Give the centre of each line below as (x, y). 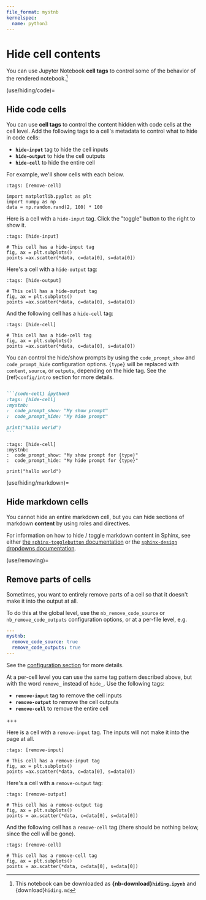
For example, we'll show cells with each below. (65, 174)
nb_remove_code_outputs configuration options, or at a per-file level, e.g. (97, 619)
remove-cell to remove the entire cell (62, 708)
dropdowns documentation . (41, 548)
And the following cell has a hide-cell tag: (60, 313)
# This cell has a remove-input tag (53, 761)
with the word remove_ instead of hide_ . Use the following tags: (86, 683)
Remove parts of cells (49, 580)
